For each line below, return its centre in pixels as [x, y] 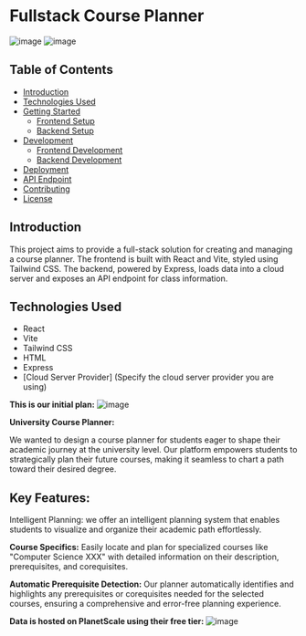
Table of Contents [62, 70]
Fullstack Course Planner [107, 16]
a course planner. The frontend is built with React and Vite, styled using [144, 259]
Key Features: [50, 498]
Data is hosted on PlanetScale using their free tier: [107, 621]
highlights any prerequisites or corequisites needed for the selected [137, 594]
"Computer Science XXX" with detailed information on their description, [144, 557]
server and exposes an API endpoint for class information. [119, 278]
